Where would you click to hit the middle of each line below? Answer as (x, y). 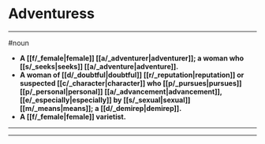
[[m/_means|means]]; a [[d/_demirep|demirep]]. (101, 108)
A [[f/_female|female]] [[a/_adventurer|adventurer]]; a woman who (132, 58)
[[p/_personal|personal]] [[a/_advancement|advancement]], (121, 91)
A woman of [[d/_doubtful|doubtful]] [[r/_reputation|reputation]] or (132, 75)
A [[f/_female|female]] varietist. (73, 116)
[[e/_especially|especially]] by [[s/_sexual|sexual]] (105, 100)
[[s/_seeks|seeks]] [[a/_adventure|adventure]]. (99, 66)
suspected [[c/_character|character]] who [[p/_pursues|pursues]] (131, 83)
